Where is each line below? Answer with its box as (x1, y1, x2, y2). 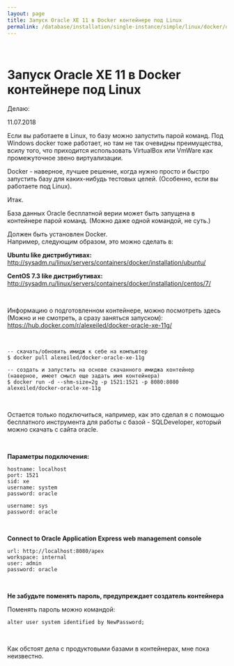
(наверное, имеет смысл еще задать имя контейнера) (7, 372, 160, 380)
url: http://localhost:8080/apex (7, 548, 104, 555)
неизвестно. (7, 652, 44, 660)
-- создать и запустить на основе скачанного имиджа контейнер (7, 367, 195, 374)
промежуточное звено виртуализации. (7, 154, 123, 162)
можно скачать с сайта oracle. (7, 425, 99, 434)
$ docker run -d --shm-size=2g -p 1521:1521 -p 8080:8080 (7, 379, 179, 386)
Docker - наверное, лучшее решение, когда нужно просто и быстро (7, 167, 210, 176)
